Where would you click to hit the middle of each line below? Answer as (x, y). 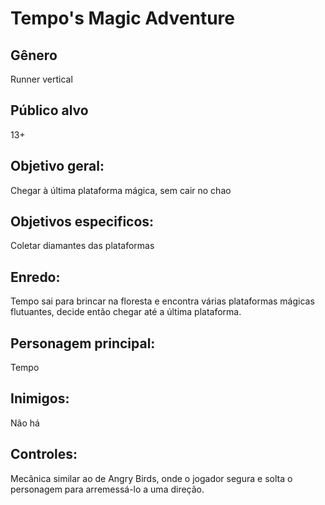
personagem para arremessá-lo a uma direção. (107, 489)
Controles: (44, 454)
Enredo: (35, 277)
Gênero (34, 55)
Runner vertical (41, 79)
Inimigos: (40, 398)
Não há (25, 423)
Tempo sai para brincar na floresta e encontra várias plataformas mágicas (162, 301)
